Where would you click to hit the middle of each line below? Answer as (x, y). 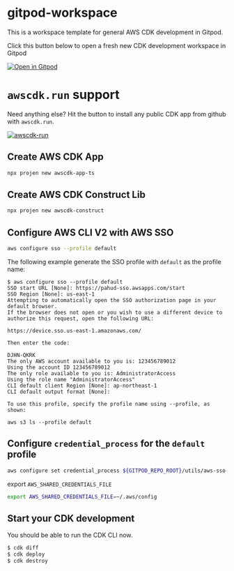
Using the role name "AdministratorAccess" (71, 379)
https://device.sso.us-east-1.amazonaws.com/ (74, 330)
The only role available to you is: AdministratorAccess (92, 373)
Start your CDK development (71, 518)
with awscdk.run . (31, 121)
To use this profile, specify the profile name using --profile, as (109, 404)
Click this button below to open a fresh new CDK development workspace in (117, 45)
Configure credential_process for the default (106, 444)
